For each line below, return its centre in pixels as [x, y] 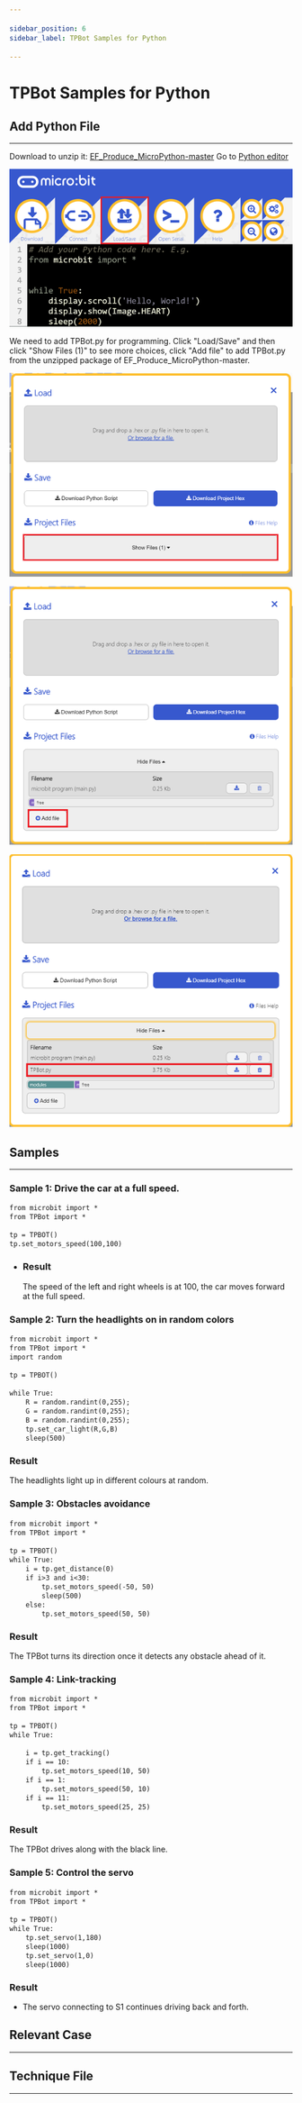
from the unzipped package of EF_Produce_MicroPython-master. [129, 360]
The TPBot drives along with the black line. [89, 1849]
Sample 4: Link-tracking [63, 1679]
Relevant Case [51, 2035]
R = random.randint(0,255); [78, 1402]
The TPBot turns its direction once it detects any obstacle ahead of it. [138, 1656]
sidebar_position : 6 [48, 28]
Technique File [52, 2076]
